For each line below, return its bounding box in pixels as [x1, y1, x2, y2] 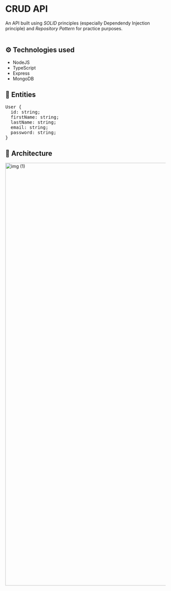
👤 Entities [5, 90, 36, 99]
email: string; [10, 124, 48, 130]
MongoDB [12, 75, 34, 82]
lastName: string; [10, 119, 57, 125]
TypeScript [12, 64, 36, 71]
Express [12, 70, 30, 76]
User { [5, 104, 22, 110]
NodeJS [12, 59, 30, 65]
